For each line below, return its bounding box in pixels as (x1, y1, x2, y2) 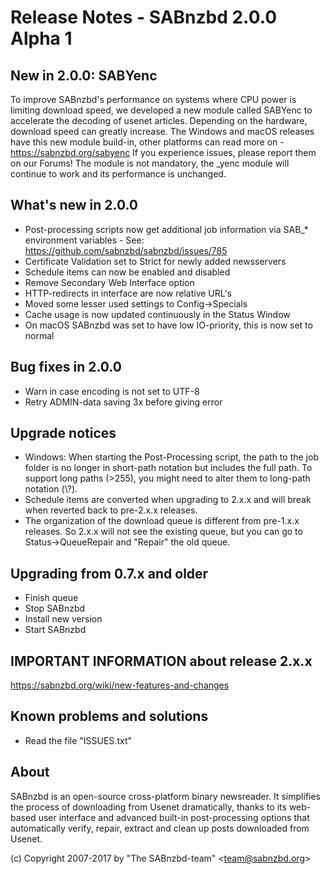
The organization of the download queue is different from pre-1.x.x (24, 515, 300, 527)
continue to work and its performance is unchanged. (10, 168, 227, 180)
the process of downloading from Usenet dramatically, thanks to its (10, 801, 287, 813)
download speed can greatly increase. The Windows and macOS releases (10, 126, 315, 137)
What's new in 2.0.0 (10, 197, 139, 214)
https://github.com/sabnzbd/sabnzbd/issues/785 (24, 244, 228, 256)
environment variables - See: (24, 234, 145, 246)
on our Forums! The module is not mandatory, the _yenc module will (10, 157, 290, 169)
